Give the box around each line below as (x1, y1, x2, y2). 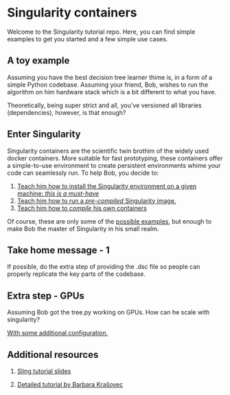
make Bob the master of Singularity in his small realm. (7, 224, 159, 233)
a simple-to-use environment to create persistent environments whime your (7, 161, 221, 169)
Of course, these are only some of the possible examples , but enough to (7, 217, 211, 225)
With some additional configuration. (7, 329, 108, 337)
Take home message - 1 (7, 244, 110, 256)
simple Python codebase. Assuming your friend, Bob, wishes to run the (7, 81, 209, 89)
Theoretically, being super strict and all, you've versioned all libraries (7, 101, 202, 109)
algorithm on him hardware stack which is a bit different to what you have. (7, 87, 216, 96)
